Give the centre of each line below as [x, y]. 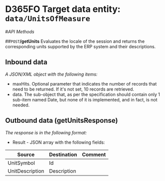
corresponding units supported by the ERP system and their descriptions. [81, 46]
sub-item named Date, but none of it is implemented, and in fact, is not [85, 99]
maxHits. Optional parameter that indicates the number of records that [84, 84]
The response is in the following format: [46, 132]
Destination [63, 154]
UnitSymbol [21, 163]
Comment [94, 154]
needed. [21, 105]
